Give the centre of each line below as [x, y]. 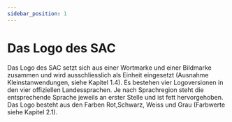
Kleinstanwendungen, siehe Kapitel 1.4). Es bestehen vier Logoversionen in [115, 82]
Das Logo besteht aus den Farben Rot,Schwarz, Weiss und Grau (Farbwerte [116, 105]
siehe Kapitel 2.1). [32, 112]
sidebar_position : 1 [37, 14]
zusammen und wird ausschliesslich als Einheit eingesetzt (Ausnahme [108, 75]
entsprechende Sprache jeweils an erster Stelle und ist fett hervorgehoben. [115, 97]
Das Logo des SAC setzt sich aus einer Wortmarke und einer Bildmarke [109, 68]
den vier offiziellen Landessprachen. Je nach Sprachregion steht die [106, 90]
